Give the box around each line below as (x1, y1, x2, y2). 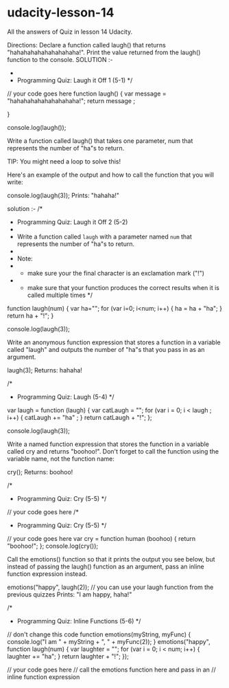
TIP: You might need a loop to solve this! (7, 157, 121, 166)
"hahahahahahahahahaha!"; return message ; (7, 96, 136, 104)
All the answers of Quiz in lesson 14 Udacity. (7, 27, 132, 36)
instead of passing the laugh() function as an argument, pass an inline (7, 562, 204, 570)
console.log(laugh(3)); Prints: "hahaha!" (7, 191, 120, 199)
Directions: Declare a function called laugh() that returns (7, 41, 166, 49)
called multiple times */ (27, 291, 93, 299)
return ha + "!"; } (7, 311, 54, 320)
